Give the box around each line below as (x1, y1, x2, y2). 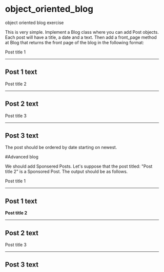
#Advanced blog (5, 154, 39, 160)
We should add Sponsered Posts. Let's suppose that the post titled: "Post (5, 163, 153, 170)
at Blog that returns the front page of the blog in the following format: (5, 39, 144, 45)
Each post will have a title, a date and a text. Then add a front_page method (5, 34, 157, 40)
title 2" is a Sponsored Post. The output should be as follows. (5, 169, 128, 174)
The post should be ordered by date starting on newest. (5, 145, 117, 150)
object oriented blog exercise (5, 20, 64, 25)
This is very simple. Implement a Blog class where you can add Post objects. (5, 29, 159, 35)
